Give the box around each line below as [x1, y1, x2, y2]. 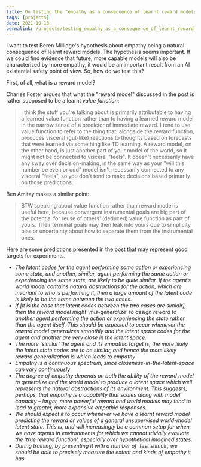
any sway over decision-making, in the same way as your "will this [20, 160, 185, 167]
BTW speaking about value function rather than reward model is [20, 202, 178, 209]
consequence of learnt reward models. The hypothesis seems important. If [6, 49, 191, 56]
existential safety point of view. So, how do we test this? [6, 67, 145, 75]
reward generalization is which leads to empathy [14, 353, 136, 360]
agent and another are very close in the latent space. [14, 334, 147, 341]
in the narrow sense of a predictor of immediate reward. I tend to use [20, 121, 191, 129]
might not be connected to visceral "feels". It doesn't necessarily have [20, 154, 194, 161]
